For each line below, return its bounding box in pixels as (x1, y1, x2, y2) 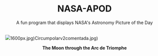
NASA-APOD (57, 3, 112, 14)
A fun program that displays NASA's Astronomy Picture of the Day (16, 19, 153, 25)
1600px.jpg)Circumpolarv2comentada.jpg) (10, 35, 98, 41)
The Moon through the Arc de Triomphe (42, 44, 127, 50)
